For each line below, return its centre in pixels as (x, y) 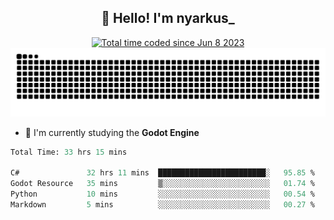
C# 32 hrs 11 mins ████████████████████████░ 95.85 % (162, 173)
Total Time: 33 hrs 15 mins (69, 152)
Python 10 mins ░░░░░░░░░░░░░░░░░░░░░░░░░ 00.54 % (162, 194)
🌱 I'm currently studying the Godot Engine (112, 132)
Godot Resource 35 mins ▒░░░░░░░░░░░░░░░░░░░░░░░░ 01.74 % (162, 184)
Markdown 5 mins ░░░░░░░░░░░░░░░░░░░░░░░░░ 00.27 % (162, 204)
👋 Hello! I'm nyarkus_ (168, 18)
